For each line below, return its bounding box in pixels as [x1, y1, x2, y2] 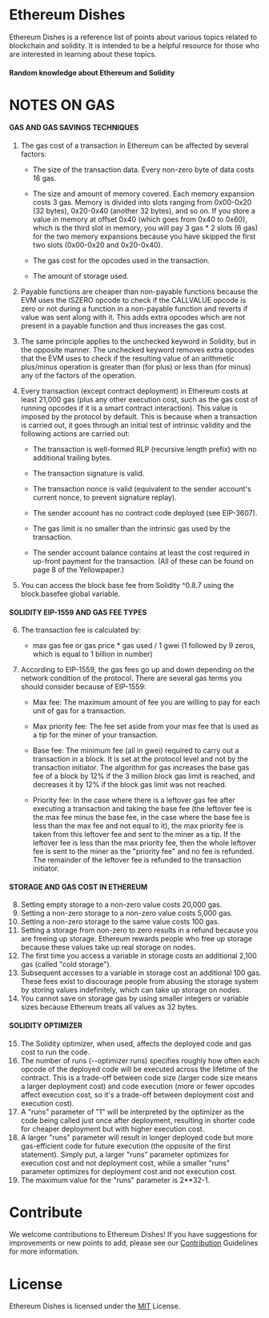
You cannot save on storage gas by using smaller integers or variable [20, 994, 249, 1003]
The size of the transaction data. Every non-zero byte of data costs [32, 165, 255, 174]
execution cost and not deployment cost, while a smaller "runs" [20, 1158, 231, 1168]
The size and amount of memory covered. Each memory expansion [32, 189, 255, 198]
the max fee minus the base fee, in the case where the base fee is [32, 813, 251, 822]
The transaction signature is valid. [32, 468, 145, 478]
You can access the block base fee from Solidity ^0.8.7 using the [20, 580, 235, 590]
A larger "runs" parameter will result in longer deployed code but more [20, 1132, 254, 1142]
